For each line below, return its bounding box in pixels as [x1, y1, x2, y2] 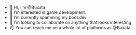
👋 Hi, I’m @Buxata [9, 5, 45, 10]
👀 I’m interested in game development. [9, 9, 86, 15]
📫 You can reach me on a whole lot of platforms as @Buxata [9, 25, 131, 30]
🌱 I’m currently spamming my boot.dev [9, 15, 87, 20]
